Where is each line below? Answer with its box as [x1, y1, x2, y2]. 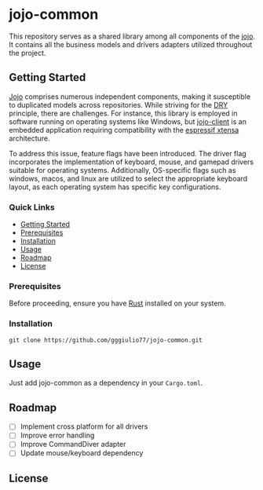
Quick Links [9, 202, 55, 213]
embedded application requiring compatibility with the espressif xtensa [9, 125, 239, 134]
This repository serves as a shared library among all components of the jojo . [9, 31, 256, 41]
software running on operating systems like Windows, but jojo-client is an [9, 116, 247, 126]
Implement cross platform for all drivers [20, 422, 148, 431]
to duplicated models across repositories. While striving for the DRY [9, 100, 228, 109]
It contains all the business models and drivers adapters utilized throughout [9, 39, 253, 49]
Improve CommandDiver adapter [20, 440, 126, 449]
